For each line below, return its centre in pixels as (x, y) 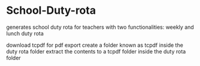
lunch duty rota (25, 33)
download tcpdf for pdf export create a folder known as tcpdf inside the (95, 45)
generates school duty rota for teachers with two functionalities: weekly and (100, 27)
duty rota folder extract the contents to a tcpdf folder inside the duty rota (96, 51)
